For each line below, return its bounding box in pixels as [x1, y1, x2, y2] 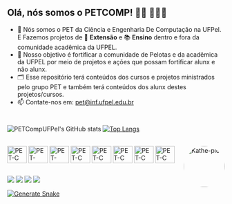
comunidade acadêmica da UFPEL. [17, 43, 117, 51]
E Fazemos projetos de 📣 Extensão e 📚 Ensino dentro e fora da [17, 33, 200, 41]
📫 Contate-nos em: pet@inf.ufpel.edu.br [17, 98, 135, 106]
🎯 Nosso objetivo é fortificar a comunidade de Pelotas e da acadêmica [17, 50, 218, 59]
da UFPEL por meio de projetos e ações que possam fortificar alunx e [17, 57, 215, 66]
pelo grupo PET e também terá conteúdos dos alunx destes [17, 82, 186, 91]
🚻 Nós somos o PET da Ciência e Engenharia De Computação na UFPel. [17, 25, 222, 33]
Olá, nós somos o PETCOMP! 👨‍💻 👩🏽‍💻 [7, 7, 167, 19]
